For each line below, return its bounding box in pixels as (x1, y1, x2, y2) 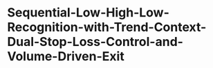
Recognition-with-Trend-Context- (7, 19, 207, 35)
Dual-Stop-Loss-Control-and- (7, 34, 183, 49)
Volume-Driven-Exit (7, 49, 124, 65)
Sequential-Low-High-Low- (7, 5, 169, 21)
